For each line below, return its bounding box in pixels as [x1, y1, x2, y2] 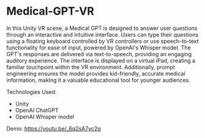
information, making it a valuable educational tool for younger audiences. [6, 76, 191, 84]
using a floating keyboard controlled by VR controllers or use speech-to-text [6, 37, 199, 45]
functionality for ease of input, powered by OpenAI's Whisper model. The [6, 44, 191, 51]
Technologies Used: [6, 88, 57, 95]
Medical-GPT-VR [6, 4, 95, 18]
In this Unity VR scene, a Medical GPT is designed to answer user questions [6, 24, 198, 32]
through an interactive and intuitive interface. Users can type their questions [6, 31, 199, 38]
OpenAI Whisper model [15, 113, 75, 120]
